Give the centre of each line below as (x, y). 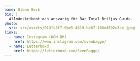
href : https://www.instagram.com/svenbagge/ (60, 42)
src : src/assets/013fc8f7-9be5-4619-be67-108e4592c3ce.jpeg (72, 28)
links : (11, 32)
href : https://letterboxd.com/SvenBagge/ (56, 51)
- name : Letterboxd (29, 46)
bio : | (11, 14)
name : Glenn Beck (22, 10)
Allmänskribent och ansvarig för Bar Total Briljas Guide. (71, 19)
